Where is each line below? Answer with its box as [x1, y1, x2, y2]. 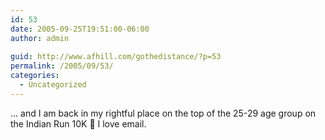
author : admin [10, 33, 70, 43]
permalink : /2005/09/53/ [10, 61, 114, 71]
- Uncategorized [19, 80, 87, 90]
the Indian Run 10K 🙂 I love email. [10, 117, 147, 130]
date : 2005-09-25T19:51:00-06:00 [10, 24, 150, 34]
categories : [10, 71, 60, 81]
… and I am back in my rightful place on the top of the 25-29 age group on [10, 107, 317, 119]
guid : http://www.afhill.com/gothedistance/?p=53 [10, 52, 222, 62]
